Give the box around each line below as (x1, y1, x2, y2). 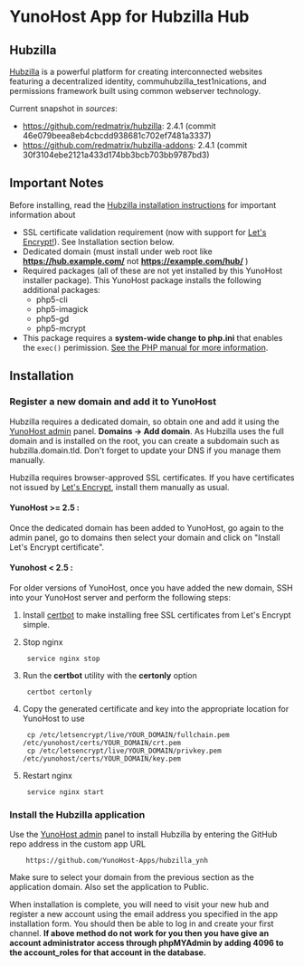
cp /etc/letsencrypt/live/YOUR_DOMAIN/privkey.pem (26, 746, 222, 755)
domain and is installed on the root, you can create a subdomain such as (9, 435, 280, 446)
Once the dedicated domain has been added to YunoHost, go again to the (9, 522, 284, 533)
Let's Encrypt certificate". (9, 541, 105, 553)
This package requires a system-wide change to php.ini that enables (22, 332, 283, 343)
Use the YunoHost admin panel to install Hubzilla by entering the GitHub (9, 829, 278, 840)
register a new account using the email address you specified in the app (9, 909, 279, 920)
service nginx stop (26, 654, 100, 663)
